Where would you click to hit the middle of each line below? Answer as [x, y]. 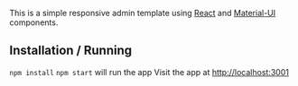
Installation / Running [71, 51]
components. [34, 22]
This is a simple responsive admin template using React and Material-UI [143, 13]
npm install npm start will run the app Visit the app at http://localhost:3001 [149, 72]
